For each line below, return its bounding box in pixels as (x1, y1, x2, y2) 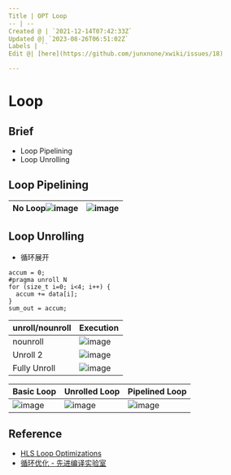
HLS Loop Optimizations (20, 449, 102, 459)
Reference (8, 427, 63, 441)
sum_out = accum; (8, 304, 68, 312)
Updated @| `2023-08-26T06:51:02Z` (8, 34, 129, 43)
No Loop (12, 202, 46, 213)
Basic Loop (12, 385, 57, 397)
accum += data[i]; (15, 290, 79, 298)
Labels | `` (8, 42, 49, 51)
